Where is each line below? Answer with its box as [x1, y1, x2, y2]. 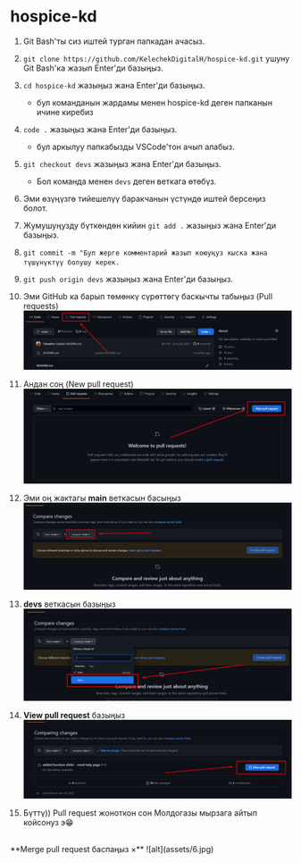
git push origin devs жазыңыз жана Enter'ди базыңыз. [22, 273, 233, 284]
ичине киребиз [36, 106, 94, 117]
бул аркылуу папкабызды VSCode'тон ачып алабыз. [36, 141, 235, 152]
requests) [22, 300, 59, 311]
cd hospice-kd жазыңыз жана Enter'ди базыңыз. [22, 80, 205, 90]
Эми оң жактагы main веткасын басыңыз [22, 493, 181, 504]
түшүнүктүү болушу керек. [22, 257, 120, 267]
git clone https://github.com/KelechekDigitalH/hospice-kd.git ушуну [22, 53, 290, 63]
